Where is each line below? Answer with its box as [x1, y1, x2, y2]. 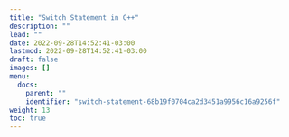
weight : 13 [9, 105, 51, 114]
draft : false [9, 55, 59, 64]
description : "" [9, 22, 70, 31]
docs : [17, 80, 39, 89]
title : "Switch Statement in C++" [9, 13, 140, 23]
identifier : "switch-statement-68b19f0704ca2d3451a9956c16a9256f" [25, 96, 281, 106]
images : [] [9, 64, 51, 73]
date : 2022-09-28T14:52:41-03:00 [9, 38, 135, 48]
